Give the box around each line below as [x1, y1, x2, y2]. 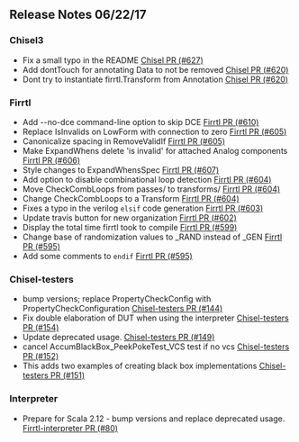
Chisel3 [9, 34, 44, 47]
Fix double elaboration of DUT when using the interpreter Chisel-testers [22, 312, 290, 323]
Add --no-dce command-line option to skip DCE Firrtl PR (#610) [22, 116, 259, 127]
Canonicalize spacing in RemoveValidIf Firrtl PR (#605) [22, 135, 226, 147]
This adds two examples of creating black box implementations [22, 360, 258, 372]
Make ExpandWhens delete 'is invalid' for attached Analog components [22, 145, 288, 156]
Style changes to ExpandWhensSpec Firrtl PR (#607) [22, 164, 220, 175]
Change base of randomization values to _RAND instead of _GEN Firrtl [22, 231, 283, 242]
